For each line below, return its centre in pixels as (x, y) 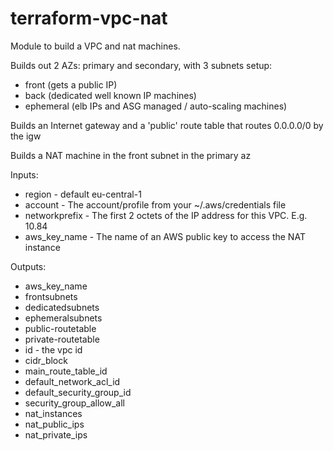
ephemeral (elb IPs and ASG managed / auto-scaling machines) (156, 106)
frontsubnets (51, 296)
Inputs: (24, 174)
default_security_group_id (78, 392)
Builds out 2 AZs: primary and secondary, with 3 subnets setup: (141, 65)
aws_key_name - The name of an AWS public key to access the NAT (165, 236)
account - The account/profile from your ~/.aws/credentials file (155, 204)
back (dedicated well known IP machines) (110, 95)
